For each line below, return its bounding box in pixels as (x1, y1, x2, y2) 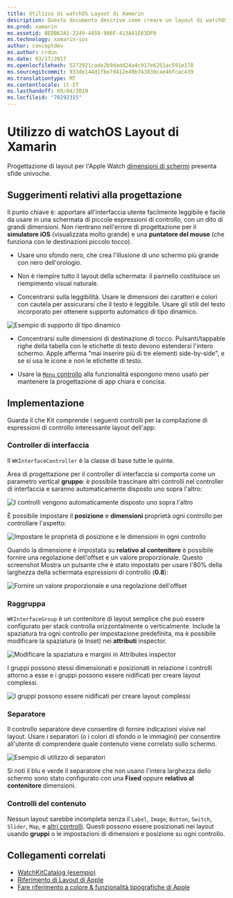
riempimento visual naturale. (17, 279, 99, 287)
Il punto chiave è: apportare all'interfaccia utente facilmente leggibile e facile (7, 208, 226, 216)
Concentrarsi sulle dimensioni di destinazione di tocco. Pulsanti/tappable (17, 334, 225, 343)
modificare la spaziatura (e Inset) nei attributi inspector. (7, 637, 167, 645)
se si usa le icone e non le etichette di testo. (17, 356, 144, 365)
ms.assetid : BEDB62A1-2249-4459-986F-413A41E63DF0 (7, 29, 157, 37)
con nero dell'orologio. (17, 258, 82, 266)
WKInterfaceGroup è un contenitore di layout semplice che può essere (7, 614, 205, 623)
